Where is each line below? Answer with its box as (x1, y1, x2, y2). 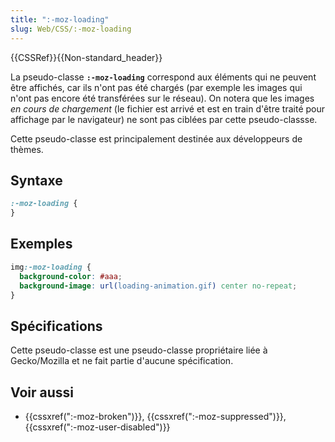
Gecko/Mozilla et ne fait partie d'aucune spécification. (10, 355, 234, 367)
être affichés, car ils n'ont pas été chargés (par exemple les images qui (10, 81, 303, 93)
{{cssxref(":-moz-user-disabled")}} (24, 421, 171, 433)
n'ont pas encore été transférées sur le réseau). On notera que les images (10, 92, 315, 104)
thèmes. (10, 143, 44, 155)
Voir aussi (10, 384, 74, 401)
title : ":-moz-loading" (10, 14, 110, 25)
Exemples (10, 236, 73, 253)
